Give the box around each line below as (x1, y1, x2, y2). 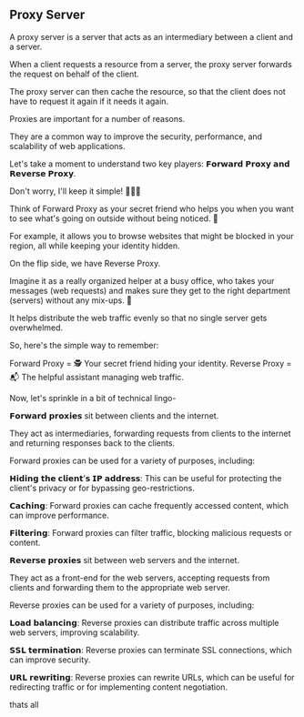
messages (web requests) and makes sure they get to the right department (9, 285, 291, 296)
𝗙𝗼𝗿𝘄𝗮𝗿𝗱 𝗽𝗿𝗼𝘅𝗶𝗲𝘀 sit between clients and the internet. (9, 409, 219, 421)
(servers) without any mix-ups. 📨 (9, 295, 133, 306)
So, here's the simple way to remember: (9, 339, 159, 350)
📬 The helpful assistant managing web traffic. (9, 371, 185, 382)
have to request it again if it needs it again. (9, 96, 169, 106)
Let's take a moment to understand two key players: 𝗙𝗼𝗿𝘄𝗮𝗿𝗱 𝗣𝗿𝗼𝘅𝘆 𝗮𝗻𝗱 (9, 158, 290, 169)
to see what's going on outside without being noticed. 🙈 (9, 213, 218, 224)
